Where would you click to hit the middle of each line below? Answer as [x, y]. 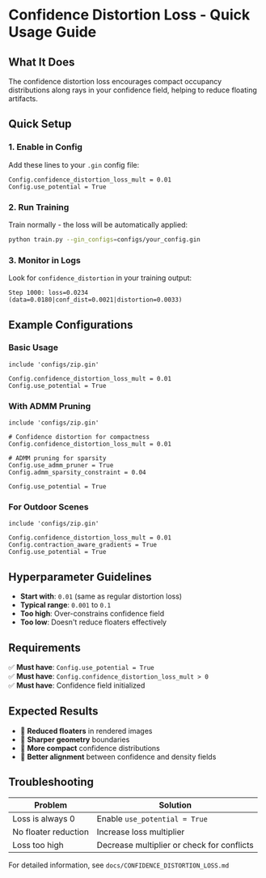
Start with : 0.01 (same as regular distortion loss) [101, 596]
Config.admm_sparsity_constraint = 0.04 [78, 473]
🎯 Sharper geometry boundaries [75, 739]
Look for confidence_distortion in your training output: [100, 278]
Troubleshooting [51, 782]
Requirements [44, 648]
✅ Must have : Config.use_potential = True [82, 667]
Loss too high [38, 845]
